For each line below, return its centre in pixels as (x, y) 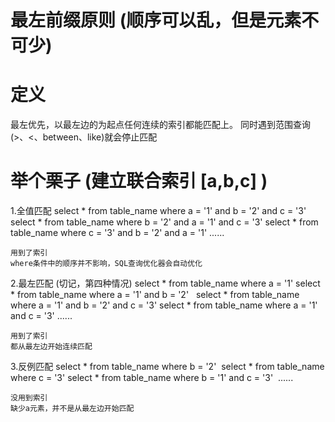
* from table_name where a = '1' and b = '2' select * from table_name (155, 295)
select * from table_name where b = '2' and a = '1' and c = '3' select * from (164, 222)
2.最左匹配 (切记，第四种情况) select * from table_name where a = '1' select (165, 283)
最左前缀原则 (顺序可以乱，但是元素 (156, 20)
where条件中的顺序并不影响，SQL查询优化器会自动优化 (106, 264)
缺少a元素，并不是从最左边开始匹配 (72, 409)
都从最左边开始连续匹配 (51, 347)
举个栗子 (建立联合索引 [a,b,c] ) (139, 181)
